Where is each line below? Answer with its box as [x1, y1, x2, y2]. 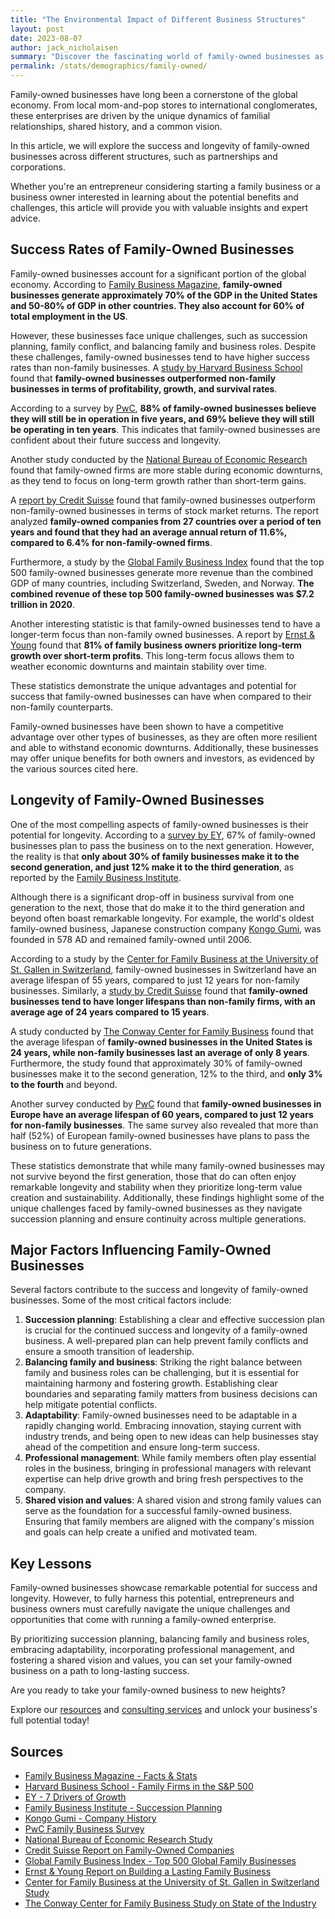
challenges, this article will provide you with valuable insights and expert [10, 202, 309, 213]
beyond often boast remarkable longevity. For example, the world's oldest [10, 912, 315, 924]
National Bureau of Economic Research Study [24, 1834, 213, 1846]
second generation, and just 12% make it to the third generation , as [10, 861, 295, 873]
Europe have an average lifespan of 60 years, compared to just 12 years [10, 1108, 314, 1120]
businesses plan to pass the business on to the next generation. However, [10, 839, 315, 851]
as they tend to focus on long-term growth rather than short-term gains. [10, 474, 307, 486]
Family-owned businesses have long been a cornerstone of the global [10, 89, 298, 100]
